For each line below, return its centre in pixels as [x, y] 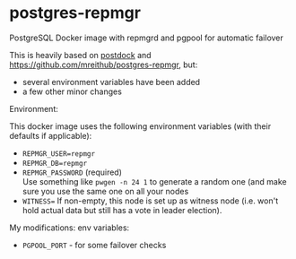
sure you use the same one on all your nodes [105, 191]
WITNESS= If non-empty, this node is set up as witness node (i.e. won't [150, 201]
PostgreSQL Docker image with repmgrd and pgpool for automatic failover [147, 38]
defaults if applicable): [51, 135]
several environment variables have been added [111, 82]
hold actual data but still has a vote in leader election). [122, 210]
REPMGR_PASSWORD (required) [72, 172]
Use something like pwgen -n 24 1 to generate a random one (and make [154, 181]
